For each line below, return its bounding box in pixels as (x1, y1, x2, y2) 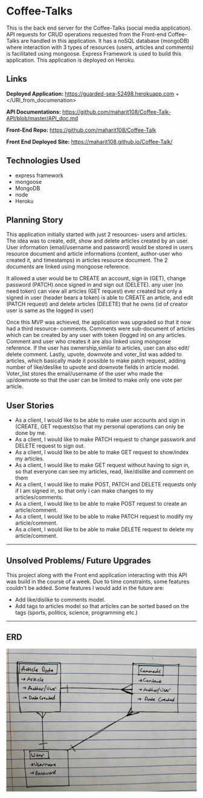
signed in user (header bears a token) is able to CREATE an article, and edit (6, 294, 193, 301)
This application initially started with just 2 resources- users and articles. (6, 231, 187, 238)
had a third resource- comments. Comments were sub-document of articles (6, 325, 195, 332)
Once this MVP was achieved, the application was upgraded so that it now (6, 319, 192, 326)
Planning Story (6, 215, 63, 225)
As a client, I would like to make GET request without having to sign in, (14, 462, 190, 469)
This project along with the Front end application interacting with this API (6, 572, 187, 578)
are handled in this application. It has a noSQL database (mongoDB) (21, 37, 190, 44)
